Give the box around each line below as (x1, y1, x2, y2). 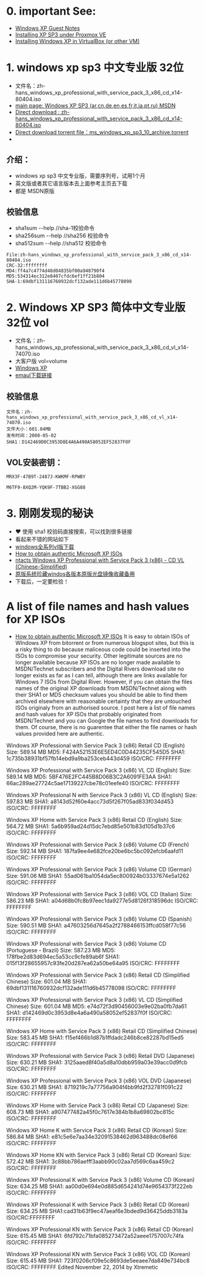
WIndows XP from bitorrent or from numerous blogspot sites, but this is (15, 639, 195, 646)
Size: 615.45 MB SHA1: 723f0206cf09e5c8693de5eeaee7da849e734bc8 (6, 1257, 190, 1264)
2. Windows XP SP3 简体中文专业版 (6, 300, 186, 314)
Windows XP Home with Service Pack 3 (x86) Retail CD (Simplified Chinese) (6, 1027, 198, 1035)
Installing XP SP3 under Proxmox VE (15, 31, 107, 38)
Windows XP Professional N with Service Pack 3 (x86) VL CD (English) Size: (6, 791, 197, 799)
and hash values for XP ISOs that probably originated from (15, 710, 162, 718)
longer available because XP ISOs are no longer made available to (15, 658, 181, 666)
